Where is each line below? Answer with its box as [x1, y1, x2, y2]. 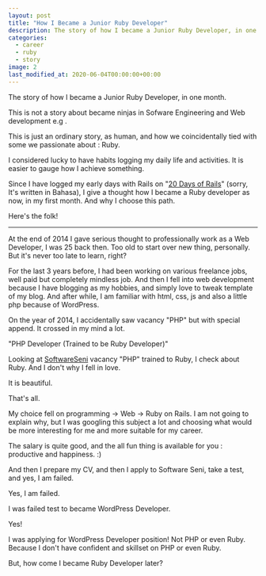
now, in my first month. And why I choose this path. [8, 196, 176, 205]
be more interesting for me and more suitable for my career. [8, 425, 203, 435]
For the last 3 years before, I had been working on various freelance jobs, [8, 266, 248, 276]
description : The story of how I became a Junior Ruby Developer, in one [8, 26, 257, 34]
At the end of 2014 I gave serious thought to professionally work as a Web [8, 234, 249, 243]
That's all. [8, 393, 40, 402]
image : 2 [8, 63, 37, 71]
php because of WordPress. [8, 299, 100, 309]
